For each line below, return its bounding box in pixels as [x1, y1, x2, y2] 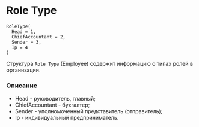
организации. [6, 66, 41, 74]
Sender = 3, [11, 39, 42, 45]
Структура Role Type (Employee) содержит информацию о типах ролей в [6, 60, 194, 67]
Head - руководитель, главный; [14, 95, 96, 102]
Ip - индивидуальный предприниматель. [14, 114, 119, 122]
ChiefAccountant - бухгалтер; [14, 101, 90, 108]
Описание [6, 81, 38, 90]
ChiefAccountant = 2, [11, 34, 66, 40]
